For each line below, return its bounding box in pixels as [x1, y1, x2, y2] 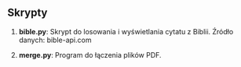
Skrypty [7, 6, 48, 19]
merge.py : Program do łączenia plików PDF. [18, 50, 162, 59]
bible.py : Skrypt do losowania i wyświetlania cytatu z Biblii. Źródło [18, 26, 234, 36]
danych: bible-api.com [18, 35, 92, 44]
